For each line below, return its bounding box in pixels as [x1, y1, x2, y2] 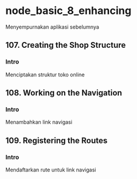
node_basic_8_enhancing [5, 4, 132, 17]
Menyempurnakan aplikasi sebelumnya [5, 23, 100, 30]
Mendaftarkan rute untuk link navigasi [5, 166, 97, 173]
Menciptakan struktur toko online [5, 71, 85, 78]
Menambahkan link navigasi [5, 118, 72, 126]
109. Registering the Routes [5, 135, 108, 145]
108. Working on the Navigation [5, 88, 122, 98]
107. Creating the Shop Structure [5, 40, 126, 50]
